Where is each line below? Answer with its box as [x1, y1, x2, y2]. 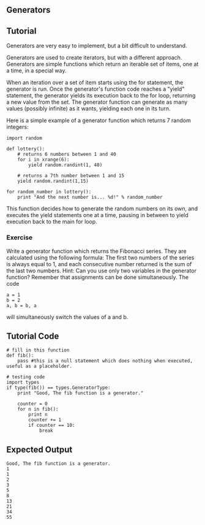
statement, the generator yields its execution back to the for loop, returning [6, 92, 196, 99]
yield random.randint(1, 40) [28, 162, 103, 168]
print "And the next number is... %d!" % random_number [17, 194, 163, 201]
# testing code [6, 374, 45, 380]
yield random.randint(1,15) [17, 178, 89, 185]
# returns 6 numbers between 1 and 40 [17, 151, 116, 158]
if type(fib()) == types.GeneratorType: [6, 385, 111, 391]
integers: [6, 123, 29, 131]
